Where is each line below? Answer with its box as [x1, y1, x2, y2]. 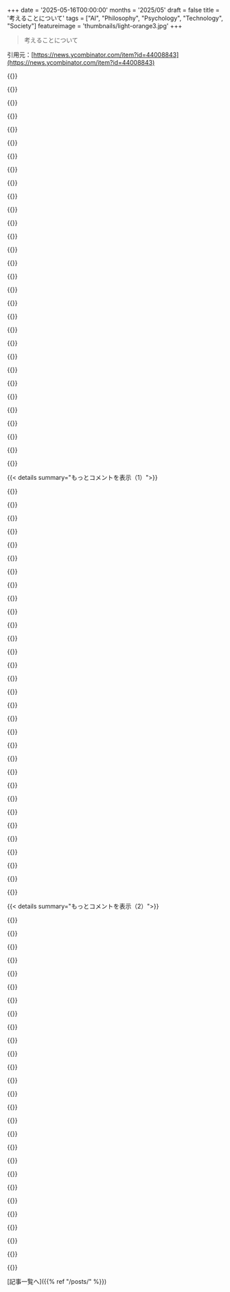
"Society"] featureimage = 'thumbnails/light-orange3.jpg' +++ [7, 22, 183, 30]
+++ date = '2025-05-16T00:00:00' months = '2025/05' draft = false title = [7, 6, 220, 14]
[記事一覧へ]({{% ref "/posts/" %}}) [7, 1278, 107, 1285]
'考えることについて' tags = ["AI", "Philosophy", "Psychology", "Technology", [7, 14, 223, 22]
